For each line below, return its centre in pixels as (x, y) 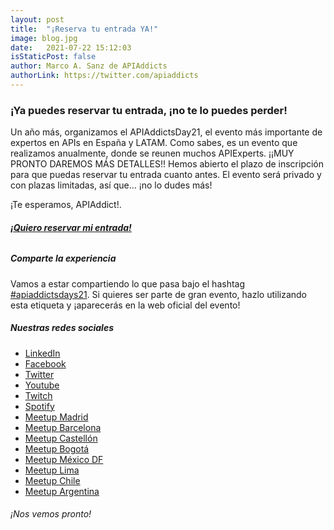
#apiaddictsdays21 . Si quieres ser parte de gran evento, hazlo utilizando (158, 294)
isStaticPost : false (53, 57)
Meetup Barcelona (63, 427)
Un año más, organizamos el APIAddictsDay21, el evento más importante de (166, 132)
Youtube (42, 385)
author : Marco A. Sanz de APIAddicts (89, 66)
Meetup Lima (52, 470)
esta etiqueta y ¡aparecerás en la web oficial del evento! (125, 305)
